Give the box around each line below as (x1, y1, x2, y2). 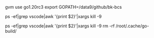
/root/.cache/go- (115, 23, 150, 29)
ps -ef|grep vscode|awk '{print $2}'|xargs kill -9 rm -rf (5, 23, 115, 29)
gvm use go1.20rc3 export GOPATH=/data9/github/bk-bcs (5, 4, 122, 10)
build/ (5, 28, 17, 34)
